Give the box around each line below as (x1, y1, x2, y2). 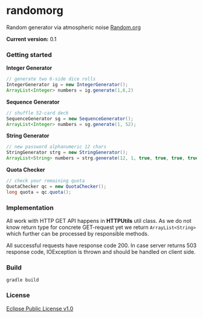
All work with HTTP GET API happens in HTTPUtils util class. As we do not (6, 217, 192, 225)
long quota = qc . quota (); (6, 189, 71, 195)
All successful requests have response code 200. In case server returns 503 (6, 242, 197, 249)
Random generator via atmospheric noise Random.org (6, 24, 141, 31)
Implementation (6, 204, 54, 212)
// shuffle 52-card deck (6, 110, 69, 116)
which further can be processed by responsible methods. (6, 230, 149, 237)
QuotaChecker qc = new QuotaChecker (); (6, 183, 107, 190)
